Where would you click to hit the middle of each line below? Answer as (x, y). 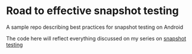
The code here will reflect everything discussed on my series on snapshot (96, 38)
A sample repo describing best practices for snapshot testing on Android (95, 27)
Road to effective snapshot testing (92, 11)
